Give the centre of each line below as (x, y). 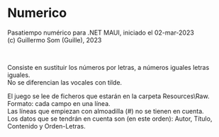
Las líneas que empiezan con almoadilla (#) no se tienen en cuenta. (106, 111)
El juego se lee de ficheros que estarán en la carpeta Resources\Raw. (108, 96)
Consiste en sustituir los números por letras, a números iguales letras (108, 67)
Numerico (37, 13)
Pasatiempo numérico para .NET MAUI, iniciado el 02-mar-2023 (101, 32)
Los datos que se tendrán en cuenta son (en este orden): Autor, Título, (110, 119)
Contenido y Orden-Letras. (47, 126)
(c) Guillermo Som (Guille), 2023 (55, 40)
